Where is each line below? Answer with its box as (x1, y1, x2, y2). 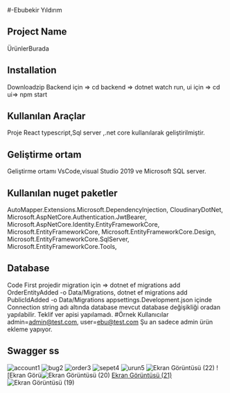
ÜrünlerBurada (7, 44, 50, 53)
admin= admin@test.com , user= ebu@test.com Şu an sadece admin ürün (7, 317, 213, 326)
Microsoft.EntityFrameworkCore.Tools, (7, 243, 117, 251)
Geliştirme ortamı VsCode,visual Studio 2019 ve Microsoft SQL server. (7, 167, 206, 175)
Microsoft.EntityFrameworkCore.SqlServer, (7, 235, 130, 243)
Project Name (7, 26, 67, 37)
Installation (7, 64, 57, 76)
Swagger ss (7, 345, 60, 357)
